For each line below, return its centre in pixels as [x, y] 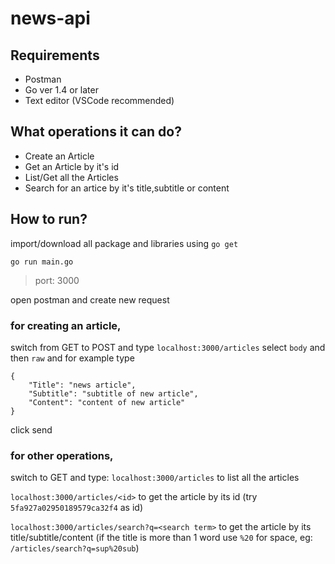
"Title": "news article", [82, 385]
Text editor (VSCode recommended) [99, 100]
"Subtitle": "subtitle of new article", [113, 393]
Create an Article [59, 156]
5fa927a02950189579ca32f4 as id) [77, 508]
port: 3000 [57, 280]
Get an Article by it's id [72, 166]
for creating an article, [66, 325]
